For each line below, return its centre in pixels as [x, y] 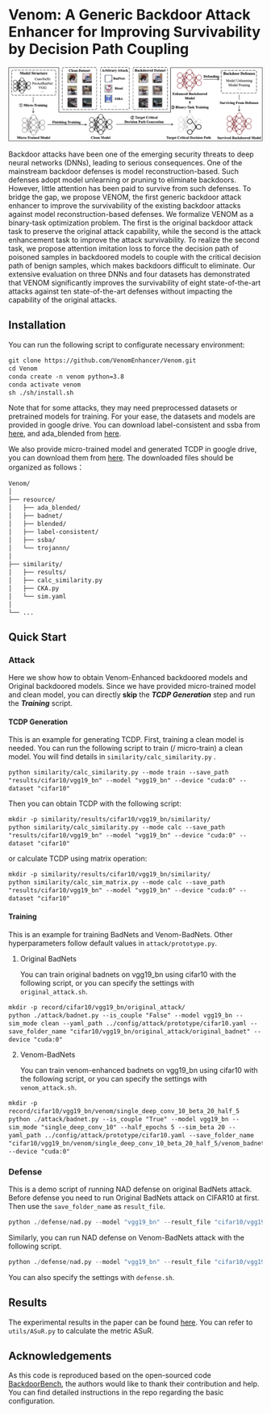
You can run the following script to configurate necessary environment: [127, 344]
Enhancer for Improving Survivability [134, 32]
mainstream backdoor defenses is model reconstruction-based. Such [124, 171]
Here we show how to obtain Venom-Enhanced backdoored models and [128, 678]
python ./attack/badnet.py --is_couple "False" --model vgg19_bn [120, 1015]
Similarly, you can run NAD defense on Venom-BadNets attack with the [126, 1237]
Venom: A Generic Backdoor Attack [129, 15]
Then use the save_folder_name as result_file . [87, 1206]
